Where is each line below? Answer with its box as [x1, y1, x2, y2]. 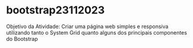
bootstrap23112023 [6, 4, 105, 17]
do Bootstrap [6, 35, 38, 42]
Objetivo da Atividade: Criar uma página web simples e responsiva [6, 23, 169, 30]
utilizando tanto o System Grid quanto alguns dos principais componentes [6, 29, 187, 36]
